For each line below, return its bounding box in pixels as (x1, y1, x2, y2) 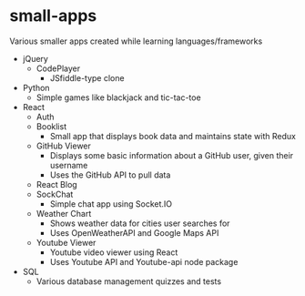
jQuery (22, 53, 48, 64)
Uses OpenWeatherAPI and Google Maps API (49, 227, 219, 238)
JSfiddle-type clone (49, 72, 125, 83)
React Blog (36, 179, 77, 189)
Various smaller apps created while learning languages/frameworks (9, 36, 263, 46)
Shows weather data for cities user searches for (49, 218, 230, 229)
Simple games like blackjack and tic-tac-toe (36, 92, 202, 103)
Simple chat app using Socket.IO (49, 198, 173, 209)
